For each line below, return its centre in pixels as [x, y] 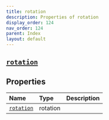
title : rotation [26, 12]
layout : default [26, 39]
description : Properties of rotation [52, 17]
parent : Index [24, 34]
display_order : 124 [30, 22]
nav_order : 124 [25, 28]
